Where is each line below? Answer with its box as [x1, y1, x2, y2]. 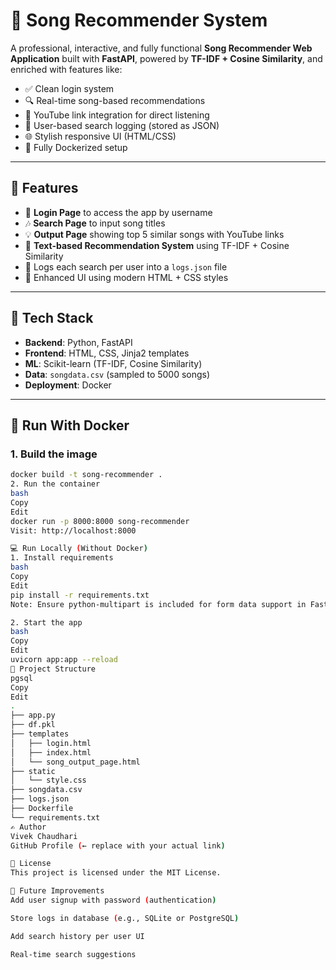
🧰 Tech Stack [10, 310, 94, 327]
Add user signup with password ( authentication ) [10, 895, 217, 905]
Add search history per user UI [10, 931, 145, 941]
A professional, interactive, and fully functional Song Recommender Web [10, 42, 313, 54]
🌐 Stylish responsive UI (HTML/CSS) [24, 130, 177, 142]
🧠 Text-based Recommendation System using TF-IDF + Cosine [24, 239, 290, 251]
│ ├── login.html [10, 738, 92, 748]
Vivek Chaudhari [10, 831, 78, 841]
